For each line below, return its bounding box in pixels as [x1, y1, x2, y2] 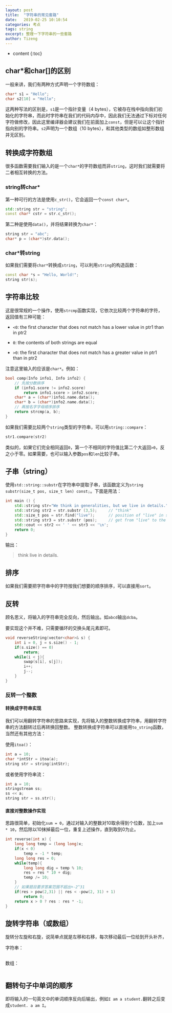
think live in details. [17, 552, 59, 558]
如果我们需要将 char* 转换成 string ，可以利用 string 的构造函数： [5, 262, 139, 268]
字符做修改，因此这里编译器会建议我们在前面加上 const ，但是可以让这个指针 [5, 119, 165, 125]
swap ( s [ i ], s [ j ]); [24, 659, 63, 664]
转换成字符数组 [5, 148, 53, 157]
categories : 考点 [5, 22, 41, 27]
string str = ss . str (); [5, 796, 56, 801]
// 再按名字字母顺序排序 [14, 404, 60, 410]
